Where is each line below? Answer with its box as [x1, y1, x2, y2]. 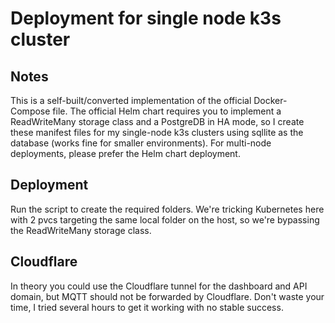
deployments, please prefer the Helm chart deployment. [10, 148, 241, 159]
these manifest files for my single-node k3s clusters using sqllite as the [10, 127, 304, 138]
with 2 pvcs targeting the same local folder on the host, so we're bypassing [10, 213, 320, 226]
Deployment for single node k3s [10, 7, 282, 30]
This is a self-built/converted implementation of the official [10, 95, 252, 106]
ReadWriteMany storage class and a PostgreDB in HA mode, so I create [10, 116, 305, 127]
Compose [10, 105, 51, 117]
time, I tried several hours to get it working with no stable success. [10, 301, 284, 313]
